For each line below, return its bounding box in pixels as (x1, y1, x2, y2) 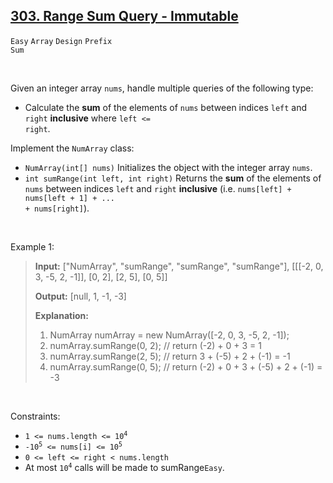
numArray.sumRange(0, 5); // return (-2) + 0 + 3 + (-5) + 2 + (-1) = (49, 360, 323, 373)
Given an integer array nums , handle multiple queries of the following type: (10, 82, 314, 94)
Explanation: (34, 309, 89, 321)
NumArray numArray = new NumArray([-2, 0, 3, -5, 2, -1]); (49, 329, 290, 341)
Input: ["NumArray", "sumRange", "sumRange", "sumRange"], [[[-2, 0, (34, 260, 324, 272)
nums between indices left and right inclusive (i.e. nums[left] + (24, 182, 292, 194)
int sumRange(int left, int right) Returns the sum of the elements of (24, 172, 322, 184)
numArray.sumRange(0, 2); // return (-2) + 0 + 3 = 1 (49, 339, 262, 351)
